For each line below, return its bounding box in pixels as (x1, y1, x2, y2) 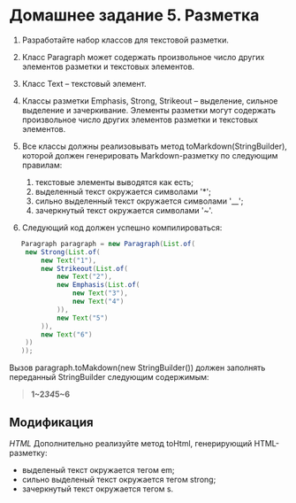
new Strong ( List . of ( (25, 247, 101, 257)
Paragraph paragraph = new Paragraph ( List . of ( (20, 239, 196, 248)
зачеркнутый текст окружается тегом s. (21, 484, 174, 494)
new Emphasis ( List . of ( (56, 281, 140, 290)
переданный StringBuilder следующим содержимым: (9, 372, 209, 383)
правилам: (21, 159, 63, 170)
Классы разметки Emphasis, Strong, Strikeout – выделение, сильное (21, 95, 278, 106)
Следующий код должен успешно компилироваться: (21, 222, 223, 233)
